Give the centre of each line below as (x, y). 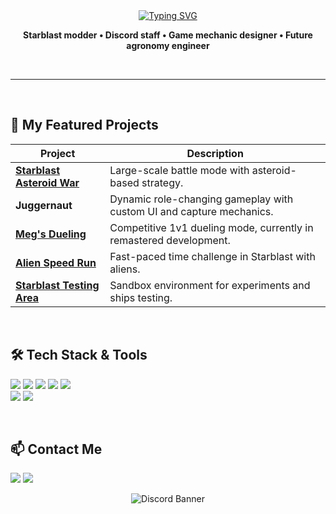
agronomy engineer (168, 45)
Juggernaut (44, 205)
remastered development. (170, 240)
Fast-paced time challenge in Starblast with (212, 256)
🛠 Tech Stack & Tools (79, 355)
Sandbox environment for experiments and (210, 285)
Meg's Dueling (51, 234)
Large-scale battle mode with (179, 170)
